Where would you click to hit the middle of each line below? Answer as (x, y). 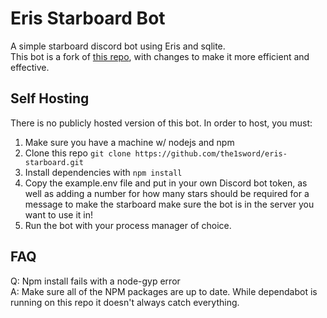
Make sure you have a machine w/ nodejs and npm (129, 142)
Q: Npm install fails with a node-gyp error (95, 281)
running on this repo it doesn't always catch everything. (125, 302)
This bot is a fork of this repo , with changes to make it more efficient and (160, 56)
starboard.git (54, 162)
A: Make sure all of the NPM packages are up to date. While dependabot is (164, 291)
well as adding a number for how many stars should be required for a (167, 193)
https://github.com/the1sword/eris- (211, 153)
